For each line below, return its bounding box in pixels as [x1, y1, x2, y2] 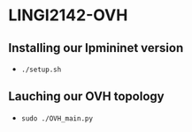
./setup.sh [20, 65, 62, 74]
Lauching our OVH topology [8, 89, 165, 104]
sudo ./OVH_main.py [20, 114, 94, 123]
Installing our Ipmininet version [8, 40, 184, 55]
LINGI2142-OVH [8, 5, 128, 26]
